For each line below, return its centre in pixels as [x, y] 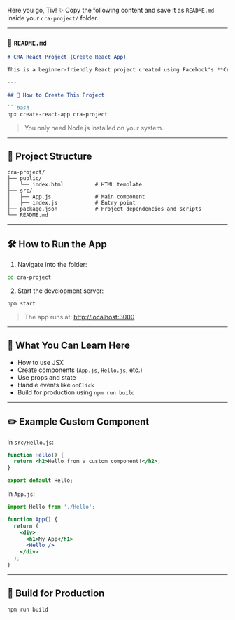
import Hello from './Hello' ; [51, 507]
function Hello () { [36, 455]
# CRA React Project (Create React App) [67, 57]
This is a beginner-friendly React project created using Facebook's [111, 70]
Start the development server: [60, 291]
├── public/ [24, 179]
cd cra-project [29, 277]
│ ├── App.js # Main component [76, 197]
